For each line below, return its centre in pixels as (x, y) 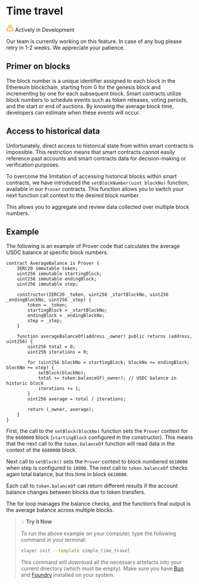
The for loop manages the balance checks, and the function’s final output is (99, 504)
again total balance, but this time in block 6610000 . (67, 474)
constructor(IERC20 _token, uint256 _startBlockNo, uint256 (93, 295)
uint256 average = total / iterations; (77, 399)
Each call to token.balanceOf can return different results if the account (92, 486)
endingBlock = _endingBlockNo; (66, 316)
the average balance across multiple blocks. (60, 510)
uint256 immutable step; (48, 285)
